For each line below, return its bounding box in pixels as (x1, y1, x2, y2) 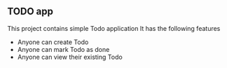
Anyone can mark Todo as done (17, 45, 110, 53)
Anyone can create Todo (17, 38, 89, 46)
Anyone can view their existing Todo (17, 53, 123, 61)
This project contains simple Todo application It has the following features (7, 24, 221, 32)
